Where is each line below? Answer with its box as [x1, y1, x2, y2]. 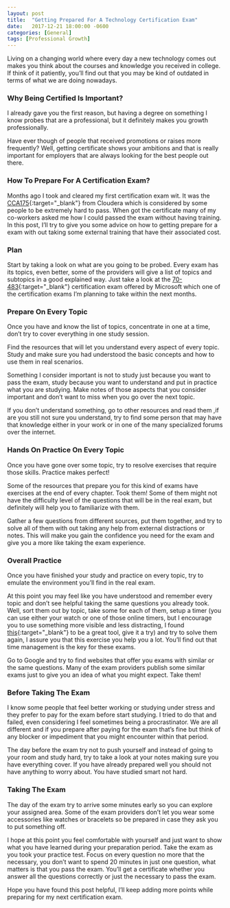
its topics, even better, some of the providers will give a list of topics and [7, 268, 212, 277]
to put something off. [7, 822, 67, 830]
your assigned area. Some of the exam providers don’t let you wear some [7, 808, 215, 816]
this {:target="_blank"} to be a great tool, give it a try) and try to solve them [7, 628, 218, 636]
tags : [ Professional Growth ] [7, 36, 91, 43]
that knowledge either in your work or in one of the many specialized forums [7, 421, 223, 429]
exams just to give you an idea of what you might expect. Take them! [7, 671, 201, 679]
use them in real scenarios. [7, 358, 84, 366]
